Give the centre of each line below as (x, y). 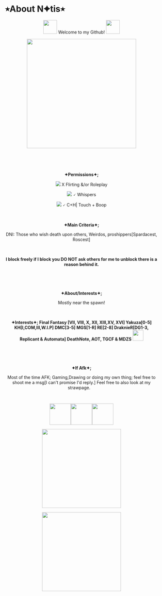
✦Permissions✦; (81, 174)
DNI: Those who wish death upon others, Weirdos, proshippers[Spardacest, (81, 234)
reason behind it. (81, 264)
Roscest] (81, 239)
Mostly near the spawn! (81, 303)
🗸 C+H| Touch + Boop (84, 204)
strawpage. (79, 388)
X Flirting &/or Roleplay (84, 184)
